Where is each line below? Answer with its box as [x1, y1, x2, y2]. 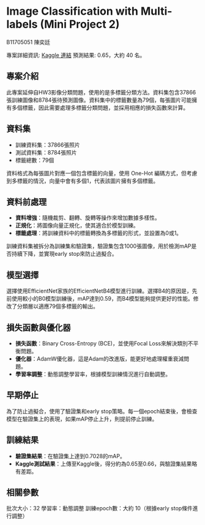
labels [6, 17, 38, 31]
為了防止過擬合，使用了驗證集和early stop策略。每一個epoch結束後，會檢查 [6, 407, 198, 415]
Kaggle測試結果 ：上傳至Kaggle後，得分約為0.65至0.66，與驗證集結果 [15, 460, 192, 467]
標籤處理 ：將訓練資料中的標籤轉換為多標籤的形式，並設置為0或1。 [15, 229, 182, 237]
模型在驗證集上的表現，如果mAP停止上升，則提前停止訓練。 [6, 415, 158, 423]
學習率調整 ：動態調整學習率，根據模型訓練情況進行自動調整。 [15, 370, 171, 378]
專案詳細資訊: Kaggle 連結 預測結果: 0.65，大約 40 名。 [6, 51, 146, 59]
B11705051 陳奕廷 [6, 38, 51, 45]
